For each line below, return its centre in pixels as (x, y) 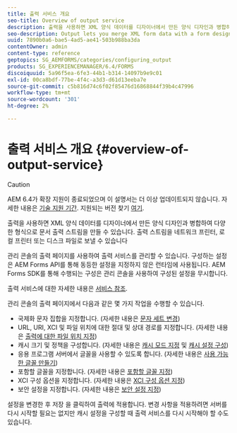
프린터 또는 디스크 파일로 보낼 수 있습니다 (71, 241)
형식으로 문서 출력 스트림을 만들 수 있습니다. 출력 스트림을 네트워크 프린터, (116, 231)
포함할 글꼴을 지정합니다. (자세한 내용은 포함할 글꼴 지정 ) (95, 371)
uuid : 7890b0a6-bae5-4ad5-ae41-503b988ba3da (74, 40)
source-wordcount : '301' (44, 100)
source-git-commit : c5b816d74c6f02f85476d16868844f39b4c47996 (101, 86)
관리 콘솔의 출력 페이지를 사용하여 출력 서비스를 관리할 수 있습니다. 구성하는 (111, 255)
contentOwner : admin (38, 47)
